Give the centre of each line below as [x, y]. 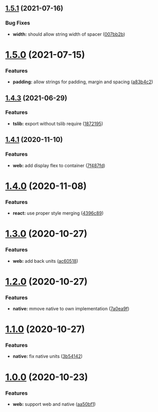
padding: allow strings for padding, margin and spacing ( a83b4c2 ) [83, 82]
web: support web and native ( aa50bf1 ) [54, 404]
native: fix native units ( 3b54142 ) [48, 356]
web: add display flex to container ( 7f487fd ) [59, 165]
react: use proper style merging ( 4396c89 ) [58, 213]
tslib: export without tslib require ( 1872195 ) [58, 123]
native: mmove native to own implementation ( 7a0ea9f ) [71, 308]
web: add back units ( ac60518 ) [45, 261]
